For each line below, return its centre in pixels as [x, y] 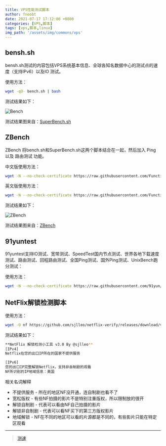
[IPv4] [12, 349]
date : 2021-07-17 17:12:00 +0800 [40, 19]
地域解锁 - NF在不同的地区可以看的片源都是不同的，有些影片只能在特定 [84, 417]
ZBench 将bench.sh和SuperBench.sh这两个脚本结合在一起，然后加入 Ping [81, 150]
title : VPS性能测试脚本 [27, 10]
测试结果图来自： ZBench [30, 225]
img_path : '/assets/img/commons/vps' [44, 33]
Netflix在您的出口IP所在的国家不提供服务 [43, 354]
